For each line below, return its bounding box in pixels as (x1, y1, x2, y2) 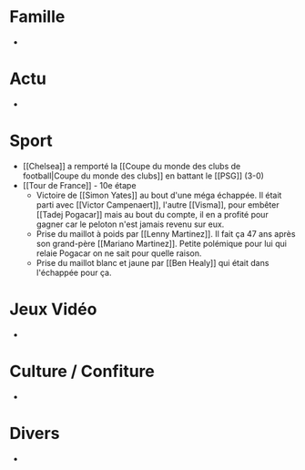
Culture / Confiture (9, 361, 155, 382)
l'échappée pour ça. (36, 267, 112, 278)
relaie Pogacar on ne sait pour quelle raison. (36, 248, 202, 259)
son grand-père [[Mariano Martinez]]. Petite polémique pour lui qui (36, 238, 287, 249)
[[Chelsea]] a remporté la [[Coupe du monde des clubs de (22, 160, 241, 171)
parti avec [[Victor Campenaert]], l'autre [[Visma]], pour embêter (36, 199, 280, 210)
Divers (9, 423, 60, 444)
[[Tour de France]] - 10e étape (22, 179, 137, 190)
